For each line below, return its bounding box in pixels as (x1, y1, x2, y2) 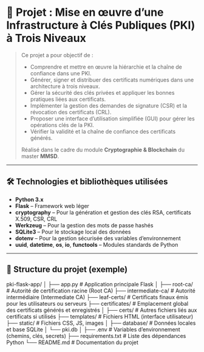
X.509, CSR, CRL (15, 215, 58, 223)
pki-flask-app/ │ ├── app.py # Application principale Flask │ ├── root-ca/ (6, 280, 193, 288)
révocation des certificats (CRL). (30, 108, 112, 116)
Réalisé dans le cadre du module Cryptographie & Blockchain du (21, 146, 185, 153)
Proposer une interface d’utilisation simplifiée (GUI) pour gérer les (30, 115, 195, 122)
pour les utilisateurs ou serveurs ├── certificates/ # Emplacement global (6, 300, 189, 307)
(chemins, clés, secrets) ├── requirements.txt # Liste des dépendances (6, 332, 186, 339)
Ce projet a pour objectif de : (21, 51, 93, 58)
